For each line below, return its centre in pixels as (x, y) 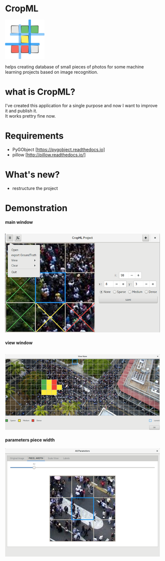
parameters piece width (30, 440)
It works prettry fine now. (30, 116)
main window (19, 222)
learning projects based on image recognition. (52, 72)
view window (19, 343)
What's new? (32, 175)
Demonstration (36, 208)
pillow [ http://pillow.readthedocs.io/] (49, 155)
